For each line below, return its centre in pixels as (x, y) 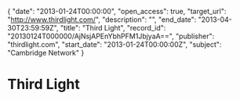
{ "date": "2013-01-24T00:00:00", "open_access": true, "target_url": (117, 11)
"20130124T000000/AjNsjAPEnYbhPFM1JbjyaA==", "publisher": (111, 36)
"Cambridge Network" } (46, 53)
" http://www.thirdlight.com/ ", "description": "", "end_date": (102, 20)
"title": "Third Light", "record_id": (113, 28)
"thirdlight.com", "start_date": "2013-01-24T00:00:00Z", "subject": (115, 45)
